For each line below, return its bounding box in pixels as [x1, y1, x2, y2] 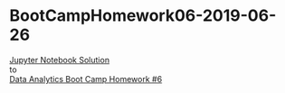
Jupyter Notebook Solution [9, 54, 110, 65]
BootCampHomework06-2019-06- [9, 5, 277, 26]
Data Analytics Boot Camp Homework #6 [9, 73, 163, 84]
